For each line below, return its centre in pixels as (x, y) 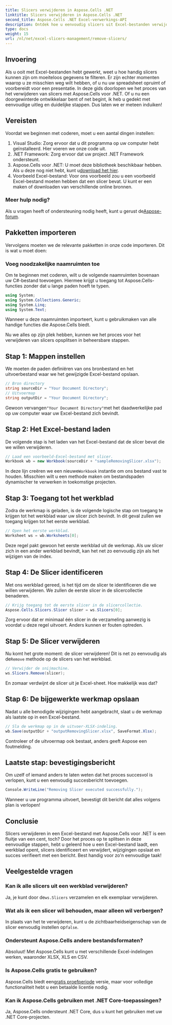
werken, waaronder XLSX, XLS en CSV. (47, 957)
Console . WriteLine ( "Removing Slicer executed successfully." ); (74, 790)
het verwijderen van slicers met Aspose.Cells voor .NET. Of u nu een (77, 93)
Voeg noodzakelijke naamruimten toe (53, 264)
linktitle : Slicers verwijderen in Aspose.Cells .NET (64, 15)
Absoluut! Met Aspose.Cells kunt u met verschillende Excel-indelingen (79, 952)
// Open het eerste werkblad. (38, 531)
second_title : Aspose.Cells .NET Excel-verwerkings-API (66, 20)
